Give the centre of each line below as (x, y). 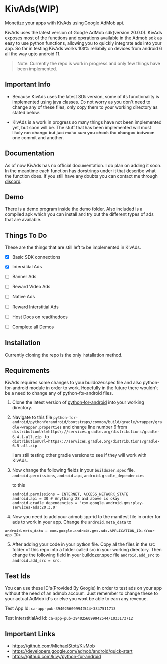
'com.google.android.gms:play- (112, 503)
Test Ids (18, 576)
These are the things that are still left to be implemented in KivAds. (73, 247)
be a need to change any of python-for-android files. (59, 393)
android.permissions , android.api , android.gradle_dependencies (78, 475)
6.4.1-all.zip (27, 437)
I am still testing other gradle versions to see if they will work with (79, 455)
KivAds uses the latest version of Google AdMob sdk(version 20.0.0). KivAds (83, 32)
